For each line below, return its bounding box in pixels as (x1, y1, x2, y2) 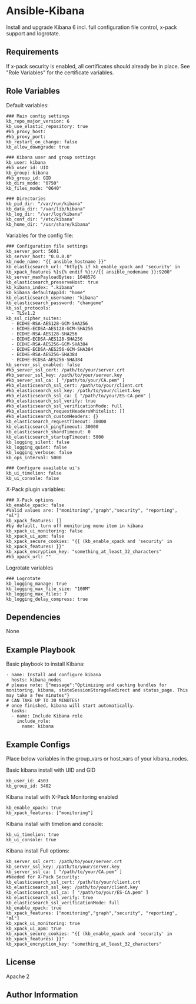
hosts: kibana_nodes (11, 677, 62, 683)
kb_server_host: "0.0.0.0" (6, 254, 72, 259)
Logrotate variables (6, 564, 54, 571)
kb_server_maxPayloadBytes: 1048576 (6, 274, 96, 280)
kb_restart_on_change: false (6, 139, 78, 145)
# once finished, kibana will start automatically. (6, 703, 135, 709)
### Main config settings (6, 113, 69, 119)
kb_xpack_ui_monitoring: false (6, 528, 83, 534)
